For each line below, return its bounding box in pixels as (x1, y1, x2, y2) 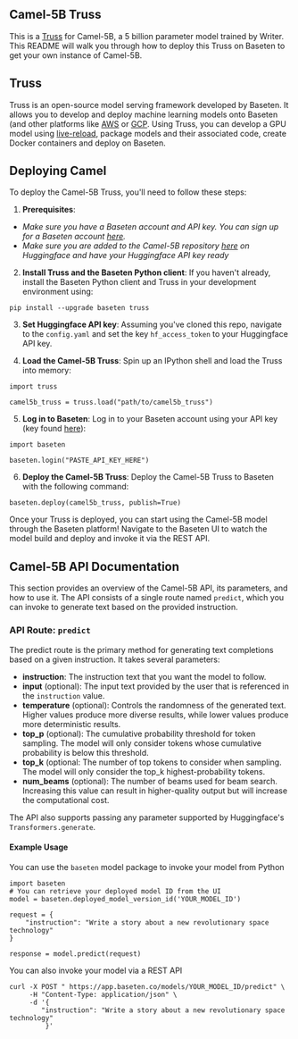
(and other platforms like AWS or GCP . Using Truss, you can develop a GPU (9, 118, 287, 129)
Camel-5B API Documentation (9, 558, 180, 574)
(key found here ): (21, 423, 87, 434)
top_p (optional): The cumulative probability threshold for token (21, 728, 256, 739)
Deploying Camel (9, 163, 107, 179)
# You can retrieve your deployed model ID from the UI (9, 886, 221, 896)
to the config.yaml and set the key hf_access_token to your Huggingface (21, 329, 288, 339)
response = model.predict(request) (9, 949, 142, 959)
